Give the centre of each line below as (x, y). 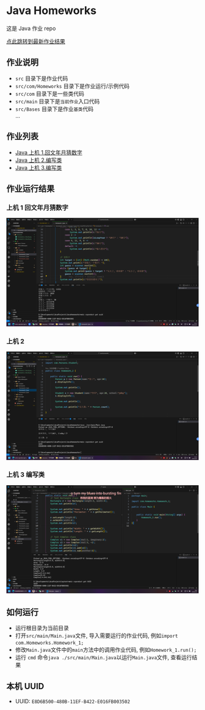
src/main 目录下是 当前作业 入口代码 (57, 101)
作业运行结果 (31, 188)
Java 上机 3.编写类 (38, 167)
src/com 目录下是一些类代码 (49, 93)
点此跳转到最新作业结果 (36, 41)
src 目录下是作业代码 (41, 78)
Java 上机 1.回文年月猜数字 (49, 152)
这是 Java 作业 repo (31, 28)
